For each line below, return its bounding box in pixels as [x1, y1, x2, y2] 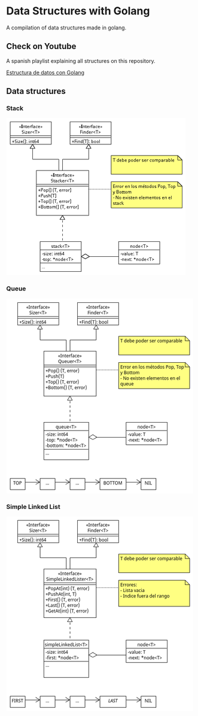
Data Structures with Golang [6, 4, 150, 18]
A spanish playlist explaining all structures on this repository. [6, 57, 156, 64]
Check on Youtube [6, 41, 77, 51]
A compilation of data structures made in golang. [6, 24, 127, 31]
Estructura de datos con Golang [6, 69, 85, 76]
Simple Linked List [6, 502, 61, 511]
